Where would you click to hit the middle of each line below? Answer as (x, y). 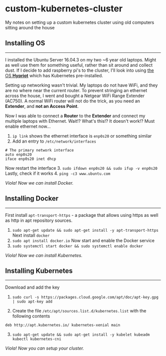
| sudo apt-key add (32, 302)
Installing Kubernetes (39, 271)
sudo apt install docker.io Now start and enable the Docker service (83, 240)
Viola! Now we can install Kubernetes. (44, 255)
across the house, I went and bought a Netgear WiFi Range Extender (75, 96)
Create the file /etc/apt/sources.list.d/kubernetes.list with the (79, 311)
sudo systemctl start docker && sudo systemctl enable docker (78, 246)
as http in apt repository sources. (39, 220)
